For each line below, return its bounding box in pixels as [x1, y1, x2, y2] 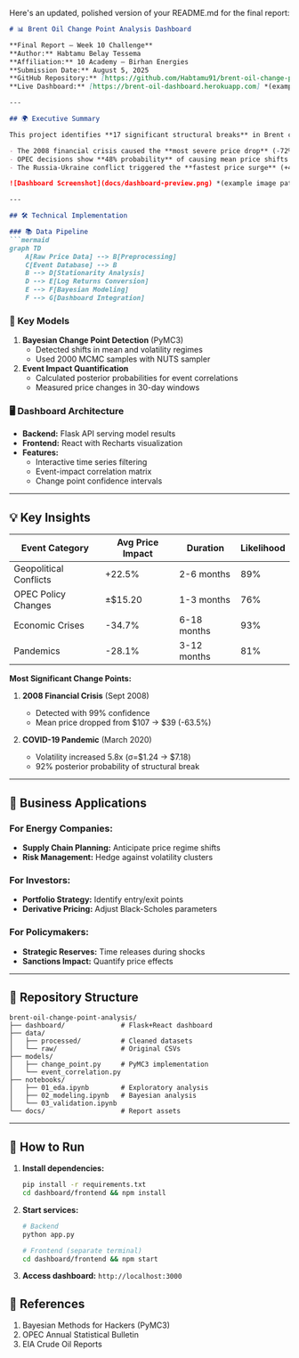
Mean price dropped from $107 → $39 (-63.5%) [35, 717, 212, 728]
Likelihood [239, 542, 286, 555]
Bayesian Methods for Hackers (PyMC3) [21, 1320, 171, 1330]
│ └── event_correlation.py [9, 1068, 122, 1077]
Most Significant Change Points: [9, 673, 132, 684]
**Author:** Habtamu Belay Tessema [9, 49, 141, 58]
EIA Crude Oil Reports [21, 1339, 102, 1350]
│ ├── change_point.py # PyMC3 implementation [9, 1060, 209, 1069]
